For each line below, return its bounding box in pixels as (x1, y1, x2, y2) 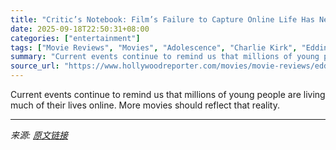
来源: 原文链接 (10, 129, 68, 141)
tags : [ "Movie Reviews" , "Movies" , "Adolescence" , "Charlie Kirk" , (10, 42, 298, 53)
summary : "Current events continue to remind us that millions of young (10, 52, 320, 62)
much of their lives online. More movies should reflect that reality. (10, 99, 280, 111)
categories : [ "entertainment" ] (10, 33, 141, 43)
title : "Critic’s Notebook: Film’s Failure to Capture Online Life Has (10, 14, 315, 25)
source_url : (10, 61, 60, 71)
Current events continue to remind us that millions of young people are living (10, 89, 326, 100)
